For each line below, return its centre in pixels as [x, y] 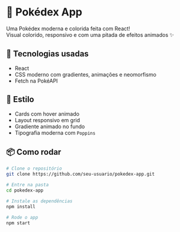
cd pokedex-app [25, 190]
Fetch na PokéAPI [36, 81]
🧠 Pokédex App [44, 12]
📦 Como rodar [34, 152]
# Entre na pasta [28, 185]
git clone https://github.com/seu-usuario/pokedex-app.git [81, 174]
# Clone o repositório [34, 169]
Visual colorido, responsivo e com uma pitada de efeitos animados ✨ [90, 34]
